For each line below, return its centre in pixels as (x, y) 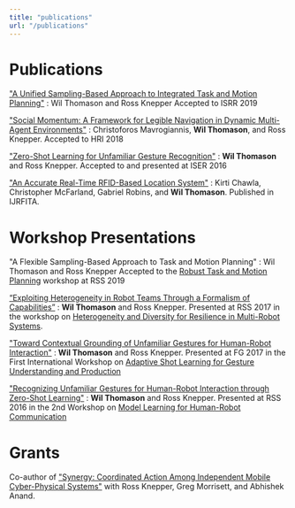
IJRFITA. (24, 202)
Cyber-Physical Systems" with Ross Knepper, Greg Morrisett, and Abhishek (147, 487)
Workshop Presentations (102, 238)
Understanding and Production (65, 372)
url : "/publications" (49, 26)
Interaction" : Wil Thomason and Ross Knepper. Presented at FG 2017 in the (147, 353)
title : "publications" (51, 17)
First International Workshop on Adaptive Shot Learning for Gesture (132, 362)
